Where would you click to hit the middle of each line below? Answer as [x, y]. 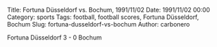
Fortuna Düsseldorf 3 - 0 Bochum [54, 37]
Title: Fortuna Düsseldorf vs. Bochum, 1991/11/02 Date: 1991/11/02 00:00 [108, 10]
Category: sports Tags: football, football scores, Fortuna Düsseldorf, [103, 17]
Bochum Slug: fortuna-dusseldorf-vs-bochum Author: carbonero [99, 24]
